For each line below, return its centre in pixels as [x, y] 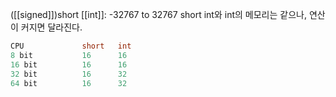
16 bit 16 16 [69, 64]
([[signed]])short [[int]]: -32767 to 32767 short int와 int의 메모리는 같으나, [158, 14]
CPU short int [71, 46]
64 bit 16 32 [69, 83]
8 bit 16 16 [69, 55]
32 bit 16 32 [69, 74]
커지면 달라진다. [51, 27]
